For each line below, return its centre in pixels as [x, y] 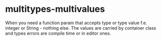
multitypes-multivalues [55, 9]
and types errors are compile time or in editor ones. [58, 33]
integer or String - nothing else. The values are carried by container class [81, 28]
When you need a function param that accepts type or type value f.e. [76, 23]
